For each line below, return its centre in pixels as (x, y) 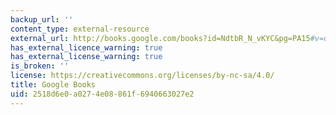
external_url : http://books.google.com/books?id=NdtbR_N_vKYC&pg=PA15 (160, 38)
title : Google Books (53, 85)
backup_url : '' (42, 19)
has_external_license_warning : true (86, 57)
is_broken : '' (40, 66)
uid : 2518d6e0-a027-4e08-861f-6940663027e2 (102, 94)
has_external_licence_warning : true (86, 47)
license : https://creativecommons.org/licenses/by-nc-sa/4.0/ (142, 76)
